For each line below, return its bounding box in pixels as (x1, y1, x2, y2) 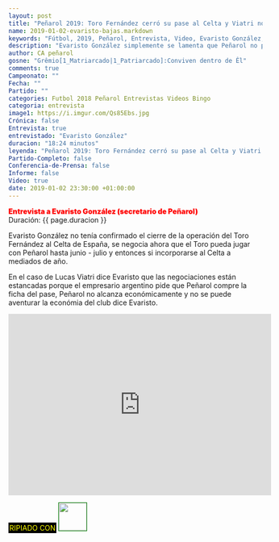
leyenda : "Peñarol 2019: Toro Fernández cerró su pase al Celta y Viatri (8, 147, 262, 155)
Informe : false (8, 169, 60, 177)
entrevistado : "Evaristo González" (8, 131, 128, 140)
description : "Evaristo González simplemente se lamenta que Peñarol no (8, 42, 258, 50)
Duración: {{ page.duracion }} (8, 215, 107, 224)
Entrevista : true (8, 124, 67, 132)
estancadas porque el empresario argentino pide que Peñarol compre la (8, 280, 248, 290)
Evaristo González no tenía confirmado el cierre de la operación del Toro (8, 231, 249, 240)
